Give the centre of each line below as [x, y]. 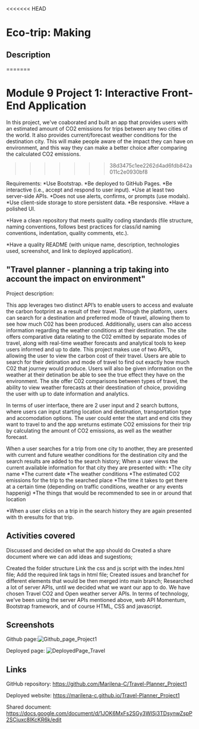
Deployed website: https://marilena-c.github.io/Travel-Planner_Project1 [93, 696]
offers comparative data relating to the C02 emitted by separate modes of [97, 336]
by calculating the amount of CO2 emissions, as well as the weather [89, 430]
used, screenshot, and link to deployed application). [70, 251]
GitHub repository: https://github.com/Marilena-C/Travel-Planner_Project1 [97, 684]
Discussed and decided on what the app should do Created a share [89, 550]
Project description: [30, 293]
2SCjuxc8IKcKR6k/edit [34, 720]
